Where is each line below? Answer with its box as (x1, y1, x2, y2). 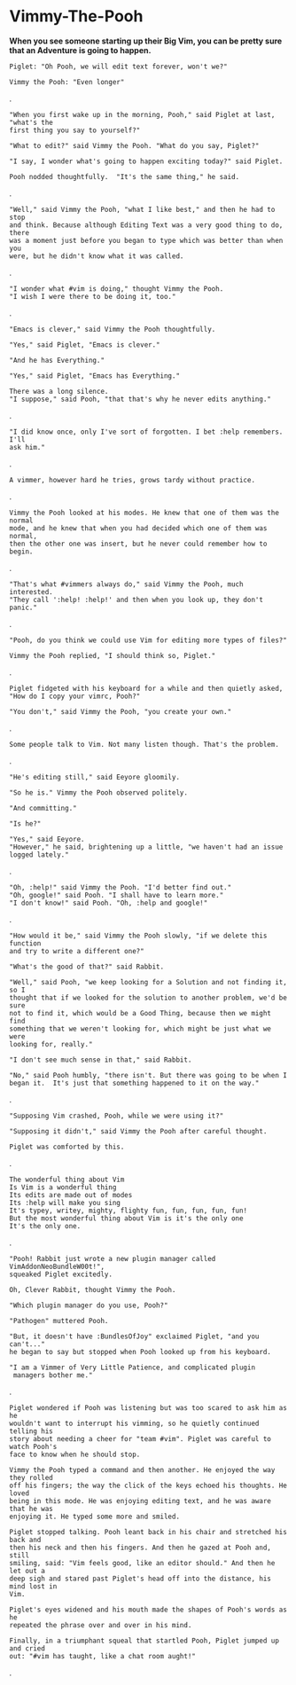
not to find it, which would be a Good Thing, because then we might (9, 1008, 272, 1017)
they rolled (9, 1473, 53, 1482)
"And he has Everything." (9, 356, 105, 364)
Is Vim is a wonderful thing (9, 1182, 117, 1192)
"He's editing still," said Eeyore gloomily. (9, 772, 180, 781)
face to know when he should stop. (9, 1450, 141, 1459)
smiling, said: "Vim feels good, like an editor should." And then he (9, 1558, 276, 1567)
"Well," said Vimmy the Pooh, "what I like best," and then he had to (9, 205, 276, 214)
